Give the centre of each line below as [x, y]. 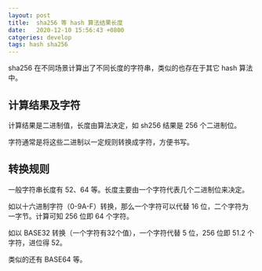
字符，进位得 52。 [37, 242]
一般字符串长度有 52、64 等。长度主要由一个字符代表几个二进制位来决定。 [129, 189]
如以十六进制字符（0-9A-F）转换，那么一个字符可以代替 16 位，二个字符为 [129, 206]
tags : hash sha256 [38, 45]
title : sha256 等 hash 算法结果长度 [65, 23]
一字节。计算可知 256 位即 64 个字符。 [71, 216]
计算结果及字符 [44, 105]
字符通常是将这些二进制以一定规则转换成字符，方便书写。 [101, 141]
